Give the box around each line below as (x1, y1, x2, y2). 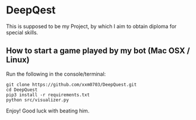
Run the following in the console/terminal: (6, 70, 106, 77)
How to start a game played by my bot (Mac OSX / (6, 46, 190, 56)
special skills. (6, 29, 38, 36)
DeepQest (6, 3, 56, 17)
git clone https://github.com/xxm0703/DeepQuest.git (6, 82, 137, 87)
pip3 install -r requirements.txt (6, 91, 90, 98)
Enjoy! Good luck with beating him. (6, 107, 90, 114)
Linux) (6, 55, 30, 65)
